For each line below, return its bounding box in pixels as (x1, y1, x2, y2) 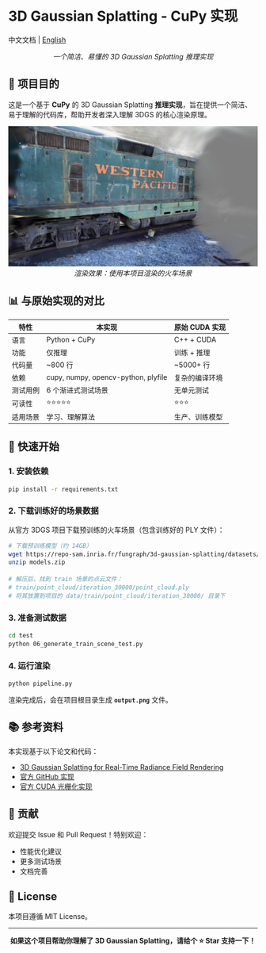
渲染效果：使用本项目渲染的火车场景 (74, 269, 192, 278)
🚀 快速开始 (8, 440, 59, 454)
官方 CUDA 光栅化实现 (19, 782, 93, 791)
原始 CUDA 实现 (173, 322, 226, 331)
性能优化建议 (19, 846, 62, 856)
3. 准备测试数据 (8, 612, 67, 623)
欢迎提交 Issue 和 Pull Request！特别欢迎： (8, 829, 149, 839)
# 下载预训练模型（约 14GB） (8, 542, 93, 549)
